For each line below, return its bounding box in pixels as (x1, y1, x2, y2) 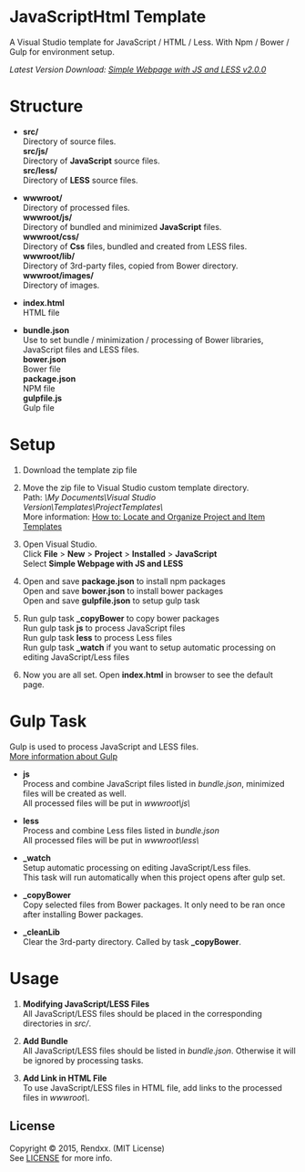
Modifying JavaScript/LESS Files (22, 998, 150, 1010)
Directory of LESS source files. (22, 174, 138, 185)
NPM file (22, 382, 56, 393)
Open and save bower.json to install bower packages (22, 585, 224, 596)
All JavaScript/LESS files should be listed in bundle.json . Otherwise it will (22, 1045, 296, 1056)
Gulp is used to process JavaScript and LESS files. (9, 741, 198, 752)
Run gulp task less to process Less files (22, 632, 173, 643)
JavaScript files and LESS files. (22, 344, 139, 355)
